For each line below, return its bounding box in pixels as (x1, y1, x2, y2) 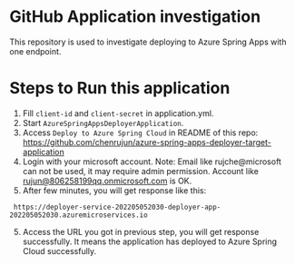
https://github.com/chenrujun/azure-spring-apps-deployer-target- (22, 136, 272, 147)
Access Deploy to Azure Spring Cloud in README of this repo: (22, 127, 259, 138)
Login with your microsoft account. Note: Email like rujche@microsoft (22, 156, 281, 167)
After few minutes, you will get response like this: (22, 184, 207, 196)
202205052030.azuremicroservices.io (9, 211, 148, 220)
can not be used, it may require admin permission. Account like (22, 165, 259, 176)
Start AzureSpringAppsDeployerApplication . (22, 117, 184, 128)
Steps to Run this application (9, 78, 231, 99)
